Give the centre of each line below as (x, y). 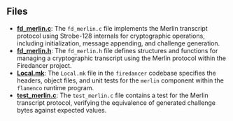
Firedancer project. (44, 65)
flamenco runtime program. (55, 87)
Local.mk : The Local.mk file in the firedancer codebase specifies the (116, 73)
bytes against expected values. (62, 110)
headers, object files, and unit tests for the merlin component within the (120, 80)
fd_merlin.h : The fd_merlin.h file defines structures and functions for (117, 50)
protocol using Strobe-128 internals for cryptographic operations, (111, 36)
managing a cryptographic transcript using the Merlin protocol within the (121, 58)
